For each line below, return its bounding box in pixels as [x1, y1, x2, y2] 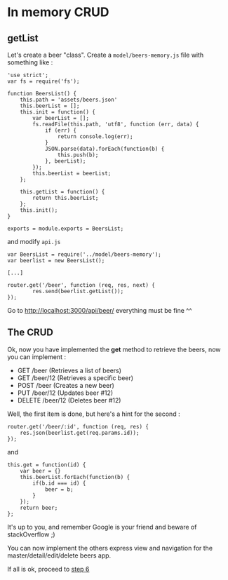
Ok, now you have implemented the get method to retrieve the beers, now [7, 345, 221, 353]
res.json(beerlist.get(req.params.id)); [20, 429, 140, 436]
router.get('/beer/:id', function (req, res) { [7, 423, 149, 430]
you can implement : [7, 352, 67, 361]
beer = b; [44, 485, 74, 493]
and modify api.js [7, 238, 61, 245]
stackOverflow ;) [7, 530, 55, 539]
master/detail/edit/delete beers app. [7, 551, 112, 560]
